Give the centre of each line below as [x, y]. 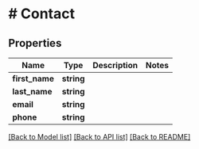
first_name [33, 78]
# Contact [42, 14]
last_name [32, 92]
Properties [35, 43]
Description [115, 65]
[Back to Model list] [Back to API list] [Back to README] [99, 137]
